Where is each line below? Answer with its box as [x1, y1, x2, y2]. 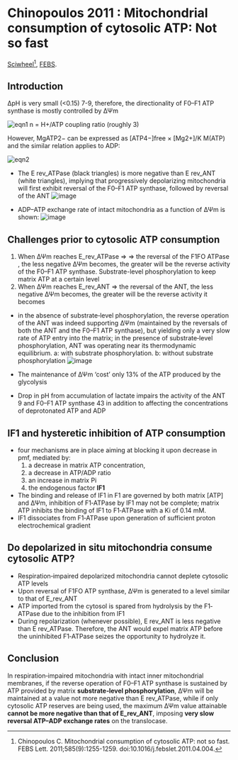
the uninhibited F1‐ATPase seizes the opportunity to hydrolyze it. [17, 632, 206, 640]
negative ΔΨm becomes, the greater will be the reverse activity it [17, 290, 208, 298]
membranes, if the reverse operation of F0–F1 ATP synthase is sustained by [7, 678, 228, 687]
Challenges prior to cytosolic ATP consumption [7, 233, 220, 245]
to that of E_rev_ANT [17, 594, 78, 603]
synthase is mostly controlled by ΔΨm [7, 106, 119, 115]
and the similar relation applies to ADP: [7, 142, 120, 150]
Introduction [7, 80, 64, 92]
